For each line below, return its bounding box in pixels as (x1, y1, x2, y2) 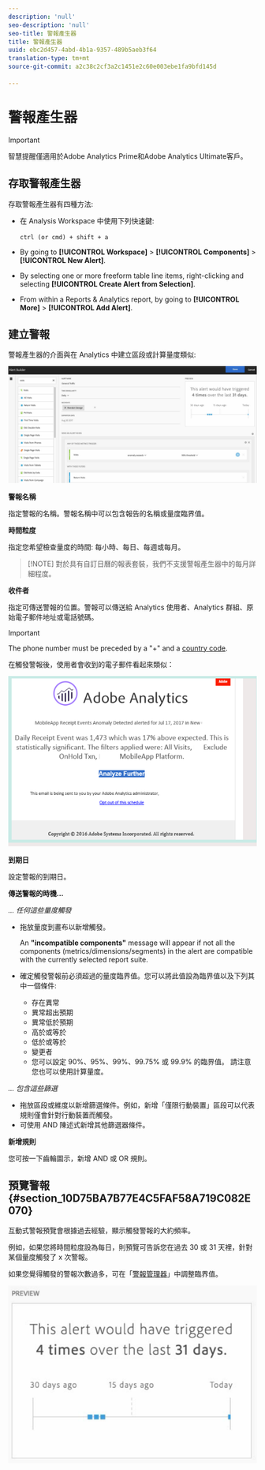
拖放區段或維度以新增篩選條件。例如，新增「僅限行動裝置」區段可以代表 (19, 1100, 255, 1109)
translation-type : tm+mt (8, 54, 90, 62)
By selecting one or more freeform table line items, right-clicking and (19, 271, 244, 280)
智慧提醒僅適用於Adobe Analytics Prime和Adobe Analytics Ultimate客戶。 (8, 151, 248, 161)
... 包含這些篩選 (8, 1083, 58, 1093)
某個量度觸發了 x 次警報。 (8, 1252, 92, 1262)
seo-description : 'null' (8, 21, 90, 29)
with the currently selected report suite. (19, 954, 148, 964)
